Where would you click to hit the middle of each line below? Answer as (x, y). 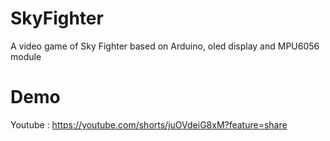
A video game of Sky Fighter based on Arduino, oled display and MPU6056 (165, 46)
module (26, 56)
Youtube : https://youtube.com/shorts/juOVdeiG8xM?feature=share (149, 124)
